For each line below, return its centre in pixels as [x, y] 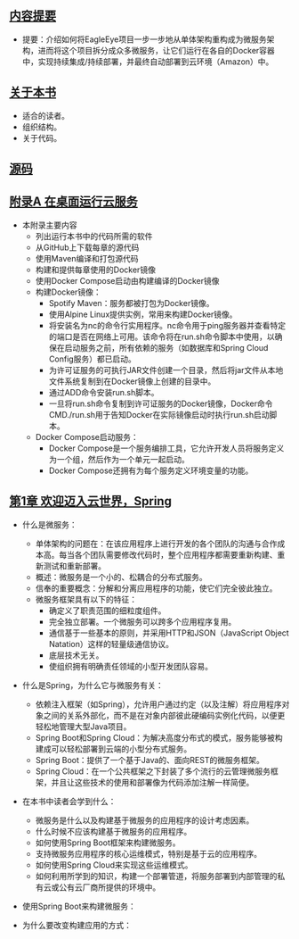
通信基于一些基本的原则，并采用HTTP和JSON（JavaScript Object [169, 633]
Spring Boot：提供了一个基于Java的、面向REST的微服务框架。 [149, 760]
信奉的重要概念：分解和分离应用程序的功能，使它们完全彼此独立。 [156, 588]
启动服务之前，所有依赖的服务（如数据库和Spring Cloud [166, 347]
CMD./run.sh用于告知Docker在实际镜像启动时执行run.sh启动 [159, 414]
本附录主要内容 [49, 225]
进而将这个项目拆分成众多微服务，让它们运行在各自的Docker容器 [157, 50]
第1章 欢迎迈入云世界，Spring [90, 501]
